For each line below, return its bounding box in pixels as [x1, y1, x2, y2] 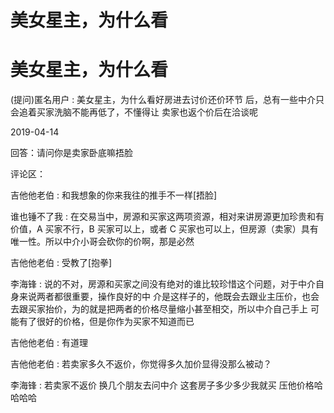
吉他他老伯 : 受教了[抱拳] [10, 257, 113, 269]
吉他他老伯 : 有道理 [10, 337, 88, 349]
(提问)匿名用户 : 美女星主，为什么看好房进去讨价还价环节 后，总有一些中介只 [10, 94, 325, 106]
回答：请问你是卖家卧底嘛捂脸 [10, 147, 133, 159]
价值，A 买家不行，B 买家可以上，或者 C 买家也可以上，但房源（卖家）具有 [10, 223, 319, 235]
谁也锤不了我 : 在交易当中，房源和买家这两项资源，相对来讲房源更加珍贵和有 [10, 211, 325, 223]
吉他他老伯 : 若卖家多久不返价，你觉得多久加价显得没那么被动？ [10, 358, 272, 370]
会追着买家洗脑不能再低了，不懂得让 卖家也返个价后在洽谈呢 [10, 106, 258, 118]
